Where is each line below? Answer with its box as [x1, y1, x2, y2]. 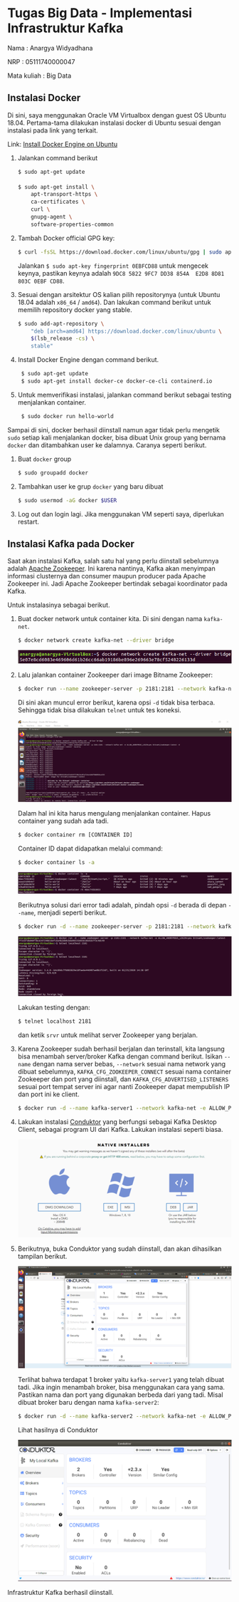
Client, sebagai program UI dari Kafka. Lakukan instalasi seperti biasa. [17, 1125, 223, 1133]
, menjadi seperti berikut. [33, 908, 107, 917]
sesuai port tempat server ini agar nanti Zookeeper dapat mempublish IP [17, 1082, 230, 1091]
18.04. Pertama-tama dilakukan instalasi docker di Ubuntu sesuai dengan [7, 118, 221, 127]
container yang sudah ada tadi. [17, 817, 109, 826]
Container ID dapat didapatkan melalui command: [17, 844, 164, 853]
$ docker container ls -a [17, 859, 95, 866]
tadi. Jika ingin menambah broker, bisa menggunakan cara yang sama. [17, 1383, 225, 1391]
